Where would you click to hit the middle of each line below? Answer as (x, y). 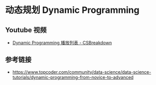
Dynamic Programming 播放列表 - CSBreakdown (62, 43)
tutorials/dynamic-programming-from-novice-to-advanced (73, 77)
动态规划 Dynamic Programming (72, 10)
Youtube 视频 (26, 30)
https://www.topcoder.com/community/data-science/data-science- (82, 72)
